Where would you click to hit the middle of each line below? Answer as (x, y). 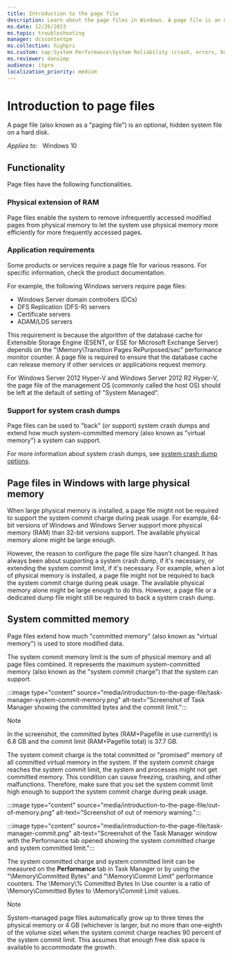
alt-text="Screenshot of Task (163, 699)
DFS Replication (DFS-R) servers (64, 306)
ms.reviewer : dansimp (38, 59)
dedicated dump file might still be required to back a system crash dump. (111, 598)
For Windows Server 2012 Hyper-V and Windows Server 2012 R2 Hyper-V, (113, 378)
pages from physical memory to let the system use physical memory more (113, 225)
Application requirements (51, 250)
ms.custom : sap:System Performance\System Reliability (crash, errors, (112, 53)
